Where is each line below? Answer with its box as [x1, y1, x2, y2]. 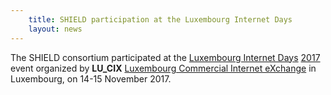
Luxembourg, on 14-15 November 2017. [10, 72, 172, 85]
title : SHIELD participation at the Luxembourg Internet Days [28, 14, 293, 25]
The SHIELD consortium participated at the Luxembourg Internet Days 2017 [10, 51, 321, 63]
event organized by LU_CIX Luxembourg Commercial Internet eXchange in [10, 62, 317, 74]
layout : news [28, 24, 83, 34]
